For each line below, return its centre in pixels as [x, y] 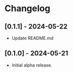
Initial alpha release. [32, 65]
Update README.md [32, 38]
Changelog [27, 9]
